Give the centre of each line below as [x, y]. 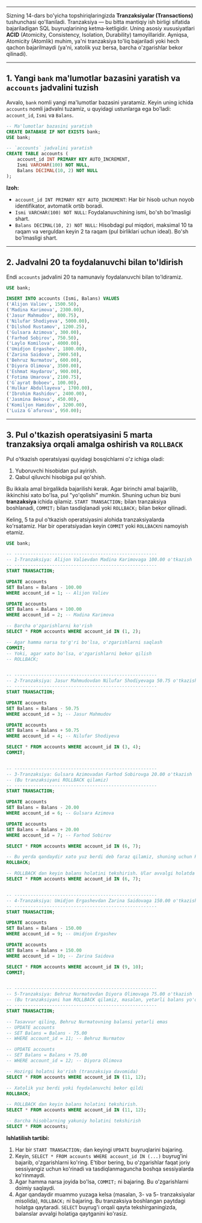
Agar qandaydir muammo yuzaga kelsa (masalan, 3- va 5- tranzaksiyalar [105, 1194]
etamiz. [16, 532]
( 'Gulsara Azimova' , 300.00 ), [44, 332]
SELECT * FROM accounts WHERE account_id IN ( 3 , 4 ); [74, 747]
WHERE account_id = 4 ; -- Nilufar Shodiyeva [63, 736]
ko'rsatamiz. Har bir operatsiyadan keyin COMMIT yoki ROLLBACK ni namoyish [97, 526]
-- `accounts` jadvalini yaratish [50, 148]
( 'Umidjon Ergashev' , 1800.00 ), [47, 349]
